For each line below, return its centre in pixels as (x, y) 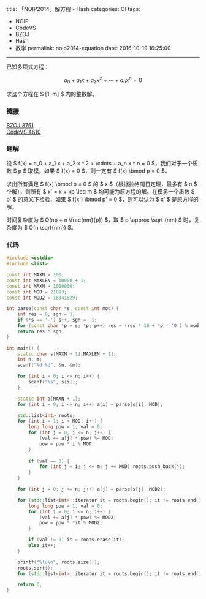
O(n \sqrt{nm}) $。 (52, 228)
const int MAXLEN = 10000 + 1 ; (46, 281)
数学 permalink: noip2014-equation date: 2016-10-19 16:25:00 (93, 48)
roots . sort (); (35, 568)
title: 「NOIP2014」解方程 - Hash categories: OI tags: (74, 9)
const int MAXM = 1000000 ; (41, 286)
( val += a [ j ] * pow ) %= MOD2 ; (78, 517)
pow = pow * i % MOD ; (67, 444)
